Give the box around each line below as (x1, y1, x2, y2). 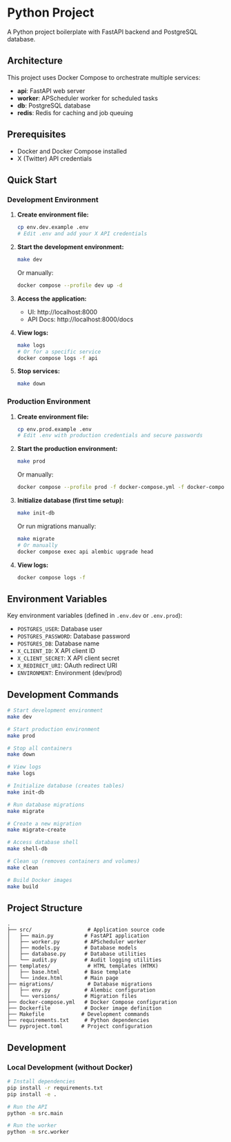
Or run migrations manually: (17, 522, 97, 530)
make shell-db (7, 845, 48, 852)
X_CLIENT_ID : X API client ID (17, 647, 95, 655)
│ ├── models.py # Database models (7, 945, 137, 952)
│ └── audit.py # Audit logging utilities (7, 956, 162, 963)
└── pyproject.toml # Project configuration (7, 1023, 153, 1030)
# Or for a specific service (17, 348, 101, 355)
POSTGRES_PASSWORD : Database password (17, 632, 130, 641)
